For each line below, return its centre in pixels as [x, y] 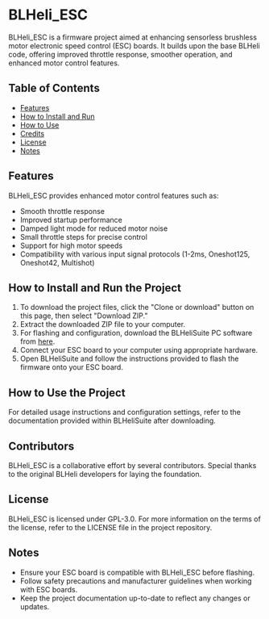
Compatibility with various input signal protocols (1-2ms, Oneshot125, [135, 254]
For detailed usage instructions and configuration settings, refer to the [125, 412]
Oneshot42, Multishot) [57, 262]
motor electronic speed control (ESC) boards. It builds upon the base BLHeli [134, 45]
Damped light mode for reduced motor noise [94, 228]
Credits [32, 133]
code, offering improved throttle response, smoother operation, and [120, 54]
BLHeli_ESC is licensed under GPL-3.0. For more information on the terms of [135, 519]
